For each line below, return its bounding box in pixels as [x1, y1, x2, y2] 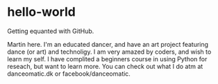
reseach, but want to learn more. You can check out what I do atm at [7, 62, 203, 70]
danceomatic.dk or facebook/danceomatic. [7, 70, 131, 78]
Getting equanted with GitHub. [7, 27, 94, 35]
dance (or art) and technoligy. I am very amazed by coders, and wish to [7, 48, 212, 56]
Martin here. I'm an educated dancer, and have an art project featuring [7, 40, 209, 48]
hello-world [7, 4, 76, 20]
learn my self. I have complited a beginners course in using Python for [7, 54, 208, 63]
